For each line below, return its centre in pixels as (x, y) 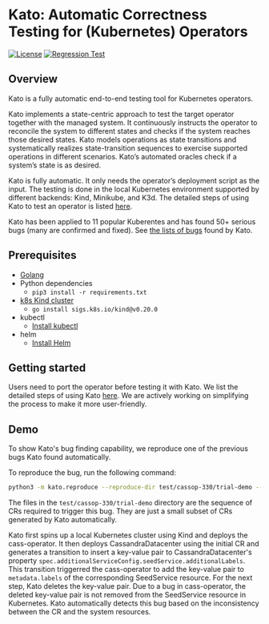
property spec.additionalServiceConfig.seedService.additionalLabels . (127, 561)
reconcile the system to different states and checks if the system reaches (129, 131)
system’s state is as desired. (55, 165)
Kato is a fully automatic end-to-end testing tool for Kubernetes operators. (131, 99)
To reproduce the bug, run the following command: (92, 473)
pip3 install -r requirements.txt (89, 292)
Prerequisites (42, 255)
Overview (33, 79)
